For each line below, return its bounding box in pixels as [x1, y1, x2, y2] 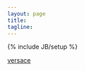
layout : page [7, 10, 46, 18]
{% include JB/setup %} [7, 43, 78, 51]
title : [7, 17, 27, 24]
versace [7, 56, 31, 65]
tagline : [7, 23, 33, 30]
